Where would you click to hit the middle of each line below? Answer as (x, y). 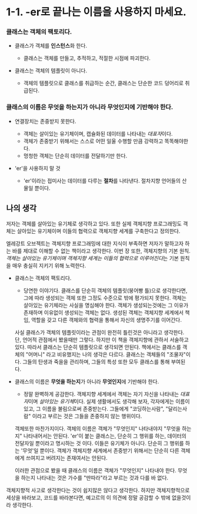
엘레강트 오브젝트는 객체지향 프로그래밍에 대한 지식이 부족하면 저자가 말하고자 (95, 243)
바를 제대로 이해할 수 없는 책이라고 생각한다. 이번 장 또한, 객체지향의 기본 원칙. (101, 251)
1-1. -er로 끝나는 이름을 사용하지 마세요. (96, 12)
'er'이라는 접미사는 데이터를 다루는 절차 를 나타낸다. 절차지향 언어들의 (102, 180)
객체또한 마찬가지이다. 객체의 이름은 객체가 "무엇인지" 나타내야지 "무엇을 (98, 428)
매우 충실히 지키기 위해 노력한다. (49, 266)
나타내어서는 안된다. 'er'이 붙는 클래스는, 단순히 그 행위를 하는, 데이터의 (105, 436)
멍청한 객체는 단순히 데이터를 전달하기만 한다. (75, 156)
